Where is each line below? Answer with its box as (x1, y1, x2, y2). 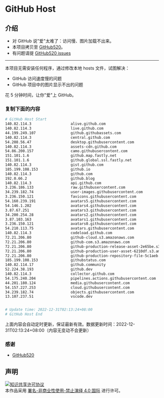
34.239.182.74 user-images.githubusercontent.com (5, 190, 143, 195)
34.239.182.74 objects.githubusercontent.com (5, 289, 134, 294)
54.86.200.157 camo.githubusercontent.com (5, 149, 128, 154)
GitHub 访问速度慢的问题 (12, 76, 62, 81)
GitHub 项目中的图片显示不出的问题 (12, 82, 83, 88)
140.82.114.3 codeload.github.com (5, 231, 112, 236)
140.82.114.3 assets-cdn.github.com (5, 144, 117, 149)
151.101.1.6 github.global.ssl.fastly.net (5, 158, 132, 163)
